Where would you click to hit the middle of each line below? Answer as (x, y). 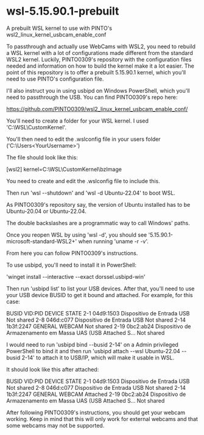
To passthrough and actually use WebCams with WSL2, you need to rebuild (101, 46)
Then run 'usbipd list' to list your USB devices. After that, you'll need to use (100, 289)
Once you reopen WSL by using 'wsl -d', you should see (77, 235)
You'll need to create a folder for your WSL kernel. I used (78, 121)
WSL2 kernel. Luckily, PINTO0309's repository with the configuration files (99, 59)
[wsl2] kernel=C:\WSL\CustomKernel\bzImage (64, 169)
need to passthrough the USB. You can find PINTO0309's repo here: (92, 97)
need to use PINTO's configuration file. (55, 79)
